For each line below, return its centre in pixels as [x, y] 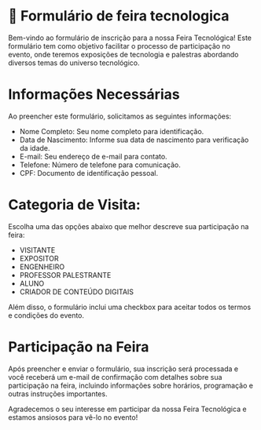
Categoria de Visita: [75, 205]
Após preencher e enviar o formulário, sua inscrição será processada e [123, 369]
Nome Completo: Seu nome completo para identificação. [112, 131]
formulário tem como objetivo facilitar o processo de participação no [119, 46]
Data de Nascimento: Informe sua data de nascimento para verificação [134, 140]
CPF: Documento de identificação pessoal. [89, 173]
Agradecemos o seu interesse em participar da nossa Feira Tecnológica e [127, 409]
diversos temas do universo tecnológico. [74, 63]
